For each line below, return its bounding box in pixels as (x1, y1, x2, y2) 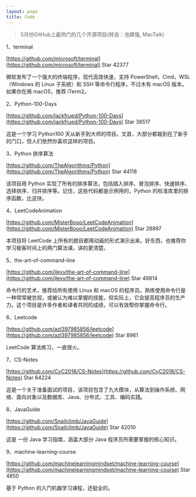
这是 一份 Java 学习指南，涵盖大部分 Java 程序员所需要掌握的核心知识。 (6, 436, 180, 443)
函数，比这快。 (11, 194, 47, 202)
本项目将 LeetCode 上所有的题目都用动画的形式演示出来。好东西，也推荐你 (6, 237, 187, 244)
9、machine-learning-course (6, 448, 76, 455)
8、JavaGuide (6, 406, 40, 413)
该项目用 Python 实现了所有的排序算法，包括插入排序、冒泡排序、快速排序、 (6, 180, 190, 187)
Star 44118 (112, 168, 137, 175)
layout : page (6, 8, 38, 15)
